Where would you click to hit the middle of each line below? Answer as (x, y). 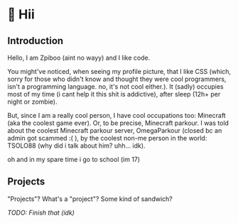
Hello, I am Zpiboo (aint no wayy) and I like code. (79, 58)
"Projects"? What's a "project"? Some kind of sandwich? (90, 199)
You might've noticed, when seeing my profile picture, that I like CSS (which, (119, 71)
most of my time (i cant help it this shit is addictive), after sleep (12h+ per (114, 94)
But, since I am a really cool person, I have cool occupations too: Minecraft (117, 115)
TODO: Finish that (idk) (41, 212)
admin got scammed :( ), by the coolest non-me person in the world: (107, 138)
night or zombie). (32, 102)
